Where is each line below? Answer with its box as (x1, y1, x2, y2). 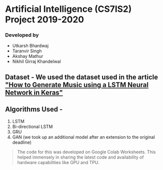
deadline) (12, 139, 32, 145)
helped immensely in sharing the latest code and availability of (17, 154, 144, 160)
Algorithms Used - (5, 105, 63, 114)
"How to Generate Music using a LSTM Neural (5, 81, 149, 89)
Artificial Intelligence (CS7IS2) (5, 3, 132, 15)
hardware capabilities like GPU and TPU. (17, 159, 99, 165)
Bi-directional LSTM (12, 124, 53, 129)
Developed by (5, 32, 39, 39)
